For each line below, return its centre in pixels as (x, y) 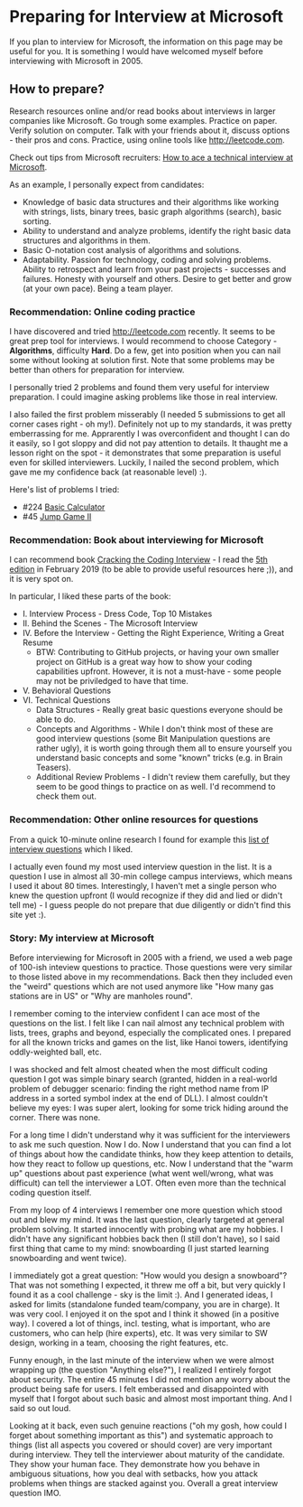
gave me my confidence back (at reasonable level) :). (108, 473)
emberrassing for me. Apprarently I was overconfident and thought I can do (150, 434)
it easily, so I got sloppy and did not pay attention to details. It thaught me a (149, 444)
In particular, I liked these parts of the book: (90, 596)
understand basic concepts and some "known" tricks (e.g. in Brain (159, 758)
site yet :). (28, 914)
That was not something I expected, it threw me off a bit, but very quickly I (147, 1285)
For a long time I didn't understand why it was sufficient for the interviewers (150, 1135)
